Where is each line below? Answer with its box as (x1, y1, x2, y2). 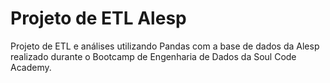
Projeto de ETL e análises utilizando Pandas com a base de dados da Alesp (10, 40, 320, 52)
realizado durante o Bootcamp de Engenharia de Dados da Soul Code (10, 50, 297, 62)
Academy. (10, 61, 52, 73)
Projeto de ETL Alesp (10, 7, 187, 30)
